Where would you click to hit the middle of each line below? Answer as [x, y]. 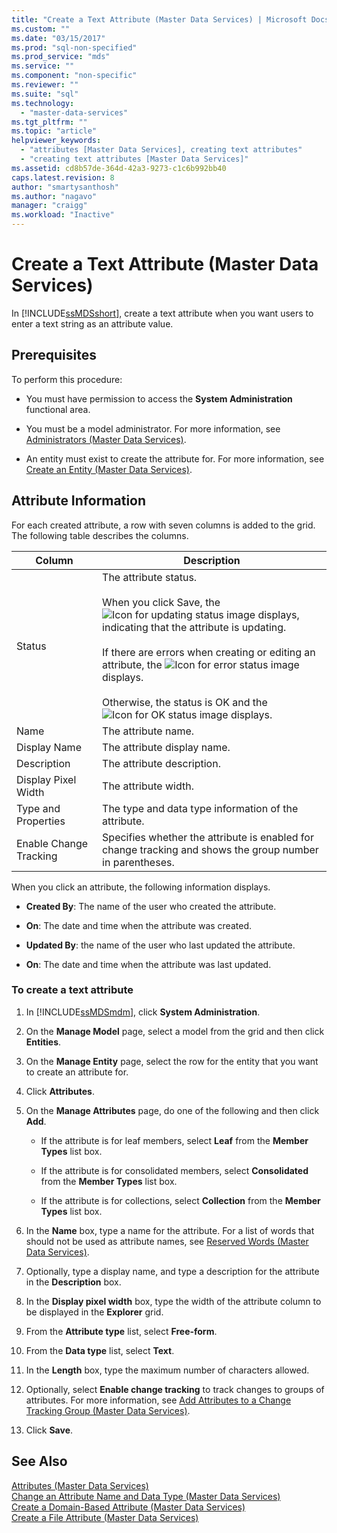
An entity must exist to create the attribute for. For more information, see [175, 458]
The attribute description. [161, 763]
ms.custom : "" [41, 29]
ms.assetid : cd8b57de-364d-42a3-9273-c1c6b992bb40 [119, 168]
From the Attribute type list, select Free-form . [121, 1331]
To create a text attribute [72, 990]
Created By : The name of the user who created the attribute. [151, 906]
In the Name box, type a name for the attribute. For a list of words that [170, 1230]
